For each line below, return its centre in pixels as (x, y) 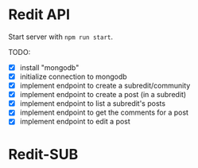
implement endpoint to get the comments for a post (104, 112)
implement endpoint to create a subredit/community (105, 86)
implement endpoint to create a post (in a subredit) (103, 95)
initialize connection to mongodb (73, 76)
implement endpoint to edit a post (75, 122)
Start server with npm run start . (61, 37)
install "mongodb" (49, 67)
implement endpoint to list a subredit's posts (92, 104)
